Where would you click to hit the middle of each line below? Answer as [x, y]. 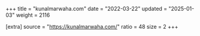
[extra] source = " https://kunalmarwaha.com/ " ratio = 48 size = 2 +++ [92, 27]
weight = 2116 [33, 15]
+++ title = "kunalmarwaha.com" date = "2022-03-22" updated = [87, 9]
